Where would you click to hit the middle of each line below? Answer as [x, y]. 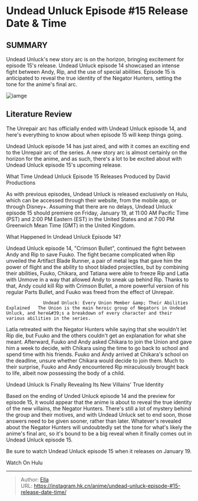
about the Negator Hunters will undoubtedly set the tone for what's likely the [99, 427]
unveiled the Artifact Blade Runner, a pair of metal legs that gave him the [94, 261]
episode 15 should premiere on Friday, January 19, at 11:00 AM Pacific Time [97, 213]
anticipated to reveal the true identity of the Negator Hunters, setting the [94, 78]
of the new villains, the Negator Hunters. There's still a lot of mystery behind [99, 408]
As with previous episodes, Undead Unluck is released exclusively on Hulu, [97, 194]
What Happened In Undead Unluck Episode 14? [64, 236]
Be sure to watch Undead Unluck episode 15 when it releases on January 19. [99, 451]
